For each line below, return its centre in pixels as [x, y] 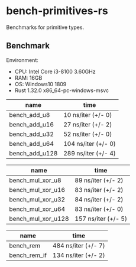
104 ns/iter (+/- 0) [90, 144]
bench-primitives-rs [57, 11]
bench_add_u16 [32, 124]
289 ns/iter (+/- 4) [90, 153]
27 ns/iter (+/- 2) [88, 124]
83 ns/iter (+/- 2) [99, 190]
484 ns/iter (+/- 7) [79, 245]
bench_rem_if [28, 255]
